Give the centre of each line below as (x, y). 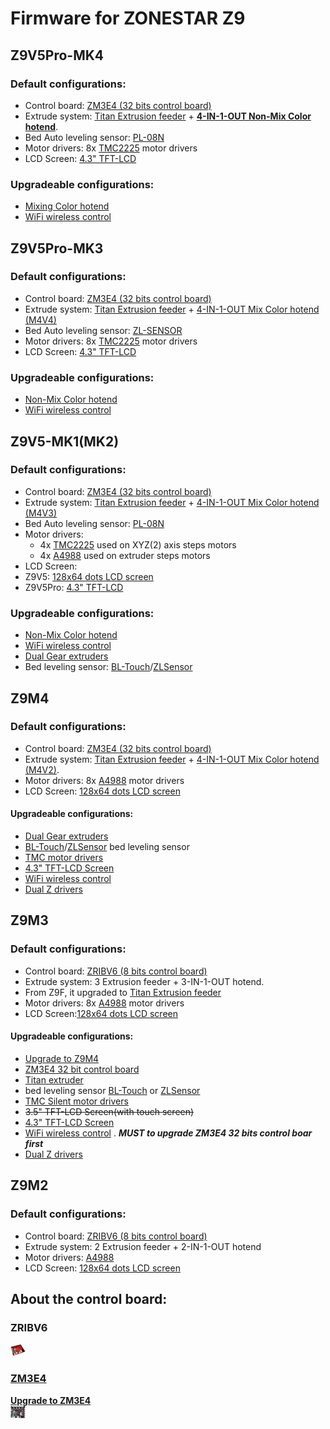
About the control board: (89, 1299)
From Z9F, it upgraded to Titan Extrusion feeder (123, 992)
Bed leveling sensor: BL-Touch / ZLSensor (108, 667)
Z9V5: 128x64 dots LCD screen (89, 576)
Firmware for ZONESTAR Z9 (128, 18)
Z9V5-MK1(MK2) (65, 441)
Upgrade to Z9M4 (62, 1058)
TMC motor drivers (64, 858)
